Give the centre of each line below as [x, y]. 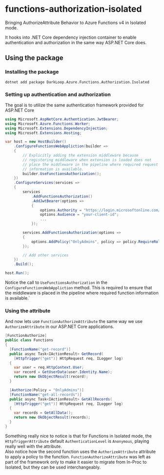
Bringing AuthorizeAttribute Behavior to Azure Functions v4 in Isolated [76, 23]
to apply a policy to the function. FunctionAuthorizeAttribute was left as [78, 456]
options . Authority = [61, 210]
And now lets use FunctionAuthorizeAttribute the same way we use [74, 322]
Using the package [34, 58]
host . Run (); [17, 273]
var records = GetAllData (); [43, 413]
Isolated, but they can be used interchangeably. [53, 467]
